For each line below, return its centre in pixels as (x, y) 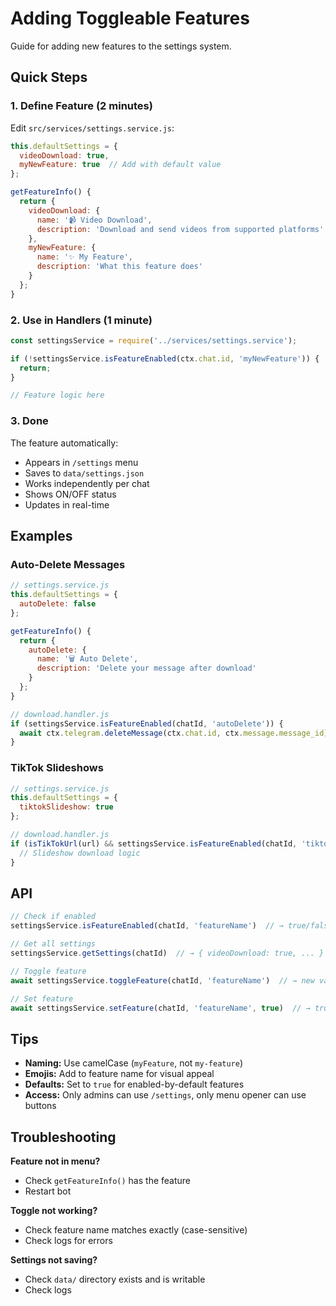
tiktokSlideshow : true (66, 807)
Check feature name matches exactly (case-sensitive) (136, 1230)
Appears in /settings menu (81, 462)
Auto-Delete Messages (68, 564)
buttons (40, 1106)
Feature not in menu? (55, 1161)
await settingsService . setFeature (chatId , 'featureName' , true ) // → (160, 1008)
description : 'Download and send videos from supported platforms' (180, 229)
